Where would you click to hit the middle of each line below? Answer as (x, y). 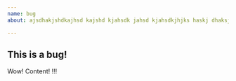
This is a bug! (37, 54)
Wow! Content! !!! (32, 71)
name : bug (22, 14)
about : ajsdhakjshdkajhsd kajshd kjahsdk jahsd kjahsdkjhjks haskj (108, 20)
